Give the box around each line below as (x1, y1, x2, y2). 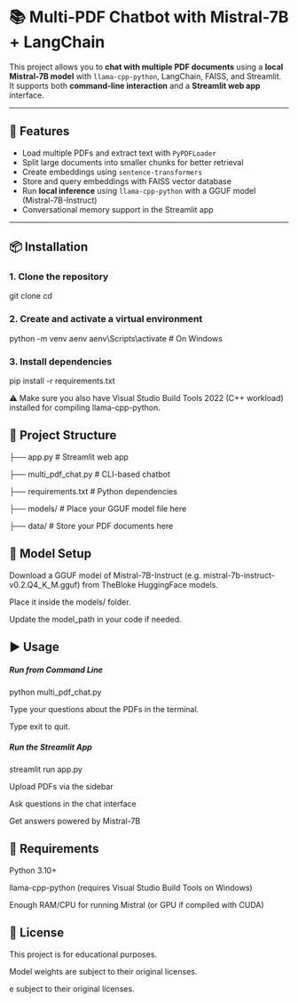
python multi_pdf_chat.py (9, 686, 102, 698)
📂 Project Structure (9, 428, 117, 443)
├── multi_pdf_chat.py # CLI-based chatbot (9, 469, 171, 479)
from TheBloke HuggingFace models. (82, 579, 219, 590)
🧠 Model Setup (9, 546, 91, 561)
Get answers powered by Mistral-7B (9, 815, 141, 826)
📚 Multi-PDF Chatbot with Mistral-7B (9, 7, 289, 28)
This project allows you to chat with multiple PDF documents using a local (9, 61, 284, 72)
